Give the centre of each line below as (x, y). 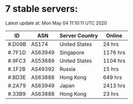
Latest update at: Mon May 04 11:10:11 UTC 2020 (56, 23)
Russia (67, 69)
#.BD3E (17, 77)
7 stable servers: (42, 9)
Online (114, 35)
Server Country (79, 35)
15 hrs (111, 69)
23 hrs (111, 94)
